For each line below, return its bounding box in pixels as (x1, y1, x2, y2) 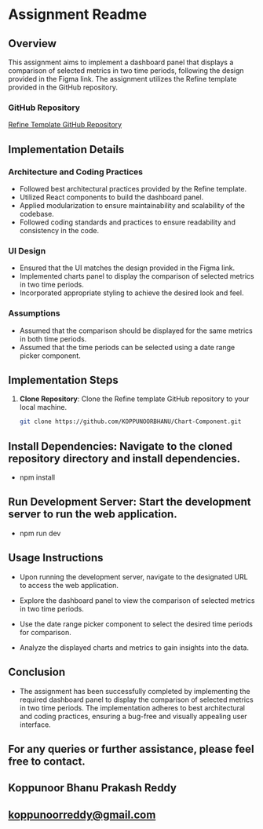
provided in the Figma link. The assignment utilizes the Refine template (8, 75, 237, 83)
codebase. (19, 209, 55, 218)
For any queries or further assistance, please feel (8, 742, 254, 755)
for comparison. (19, 627, 72, 637)
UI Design (8, 245, 46, 256)
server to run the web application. (8, 508, 178, 521)
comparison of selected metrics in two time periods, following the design (8, 66, 245, 75)
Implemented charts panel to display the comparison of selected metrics (19, 272, 254, 281)
